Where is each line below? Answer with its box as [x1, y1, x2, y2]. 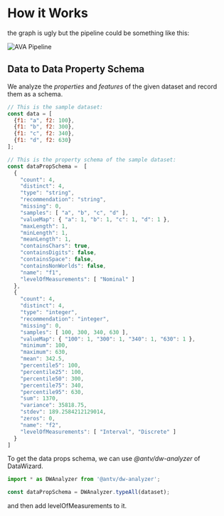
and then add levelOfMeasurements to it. [7, 502, 127, 510]
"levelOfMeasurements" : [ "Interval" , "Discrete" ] [20, 428, 176, 435]
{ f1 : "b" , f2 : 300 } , [14, 123, 75, 131]
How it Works [7, 5, 89, 21]
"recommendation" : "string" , [20, 196, 107, 203]
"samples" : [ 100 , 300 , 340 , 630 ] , [20, 328, 129, 336]
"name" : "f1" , [20, 269, 62, 276]
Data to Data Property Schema [7, 63, 145, 76]
